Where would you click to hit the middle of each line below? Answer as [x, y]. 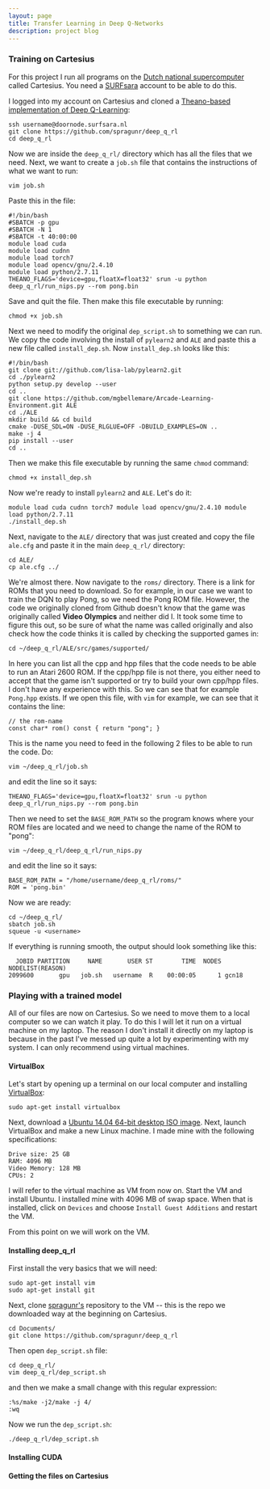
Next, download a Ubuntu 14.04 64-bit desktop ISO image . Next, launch [127, 1122]
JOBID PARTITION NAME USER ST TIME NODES [118, 961]
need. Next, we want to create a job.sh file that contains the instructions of [133, 162]
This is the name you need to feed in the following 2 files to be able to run [131, 743]
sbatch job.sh [32, 924]
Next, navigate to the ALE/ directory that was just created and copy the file [132, 536]
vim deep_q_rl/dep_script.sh [57, 1373]
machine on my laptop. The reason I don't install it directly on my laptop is [131, 1030]
